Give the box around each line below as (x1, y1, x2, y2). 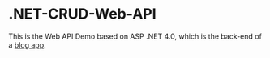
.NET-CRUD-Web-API (8, 5, 156, 23)
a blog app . (8, 39, 46, 49)
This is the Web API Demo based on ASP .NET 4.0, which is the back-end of (8, 31, 262, 41)
